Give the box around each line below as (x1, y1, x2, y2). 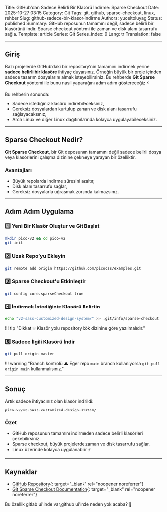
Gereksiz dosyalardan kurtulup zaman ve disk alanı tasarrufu (12, 106, 137, 112)
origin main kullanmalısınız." (5, 366, 64, 372)
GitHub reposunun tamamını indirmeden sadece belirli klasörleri (12, 430, 143, 436)
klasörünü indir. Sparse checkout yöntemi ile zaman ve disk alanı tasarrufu (5, 26, 158, 32)
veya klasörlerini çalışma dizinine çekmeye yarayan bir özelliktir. (5, 154, 136, 160)
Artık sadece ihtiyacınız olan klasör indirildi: (5, 398, 94, 404)
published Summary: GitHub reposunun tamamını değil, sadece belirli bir (5, 20, 154, 26)
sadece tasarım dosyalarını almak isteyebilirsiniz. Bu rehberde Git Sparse (5, 74, 155, 80)
